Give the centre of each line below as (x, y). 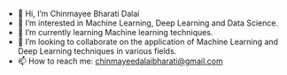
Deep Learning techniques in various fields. (97, 51)
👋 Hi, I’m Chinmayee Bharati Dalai (78, 14)
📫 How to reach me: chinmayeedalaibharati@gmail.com (120, 61)
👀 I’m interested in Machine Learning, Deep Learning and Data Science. (148, 23)
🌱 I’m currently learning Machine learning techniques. (115, 32)
